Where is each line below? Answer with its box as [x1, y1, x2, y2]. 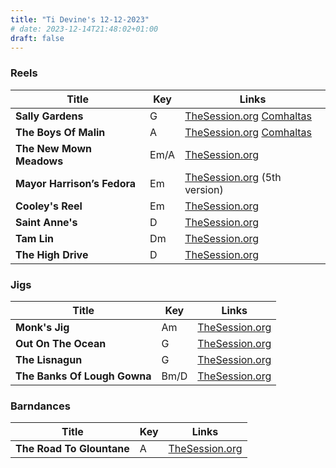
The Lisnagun [15, 352, 83, 366]
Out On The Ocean [15, 336, 107, 350]
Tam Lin [15, 231, 55, 245]
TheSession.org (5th [184, 170, 282, 184]
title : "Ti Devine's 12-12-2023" [10, 14, 150, 25]
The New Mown [15, 141, 92, 155]
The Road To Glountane [15, 442, 130, 456]
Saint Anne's [15, 215, 78, 229]
